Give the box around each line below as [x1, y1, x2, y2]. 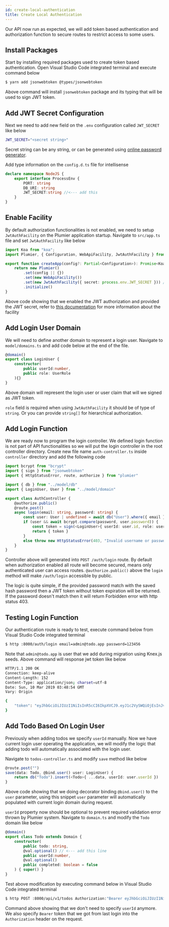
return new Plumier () [14, 266, 59, 271]
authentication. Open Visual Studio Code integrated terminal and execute [5, 65, 157, 71]
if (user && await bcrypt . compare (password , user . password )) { [23, 519, 158, 525]
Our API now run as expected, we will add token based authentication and [5, 26, 158, 32]
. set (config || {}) [23, 270, 64, 275]
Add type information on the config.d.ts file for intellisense [5, 161, 129, 167]
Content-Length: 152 [5, 675, 49, 680]
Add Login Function [5, 425, 68, 433]
